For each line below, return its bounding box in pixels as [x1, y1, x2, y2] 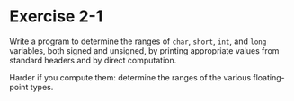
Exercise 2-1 [9, 6, 103, 27]
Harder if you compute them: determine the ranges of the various [9, 72, 252, 82]
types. [30, 81, 54, 92]
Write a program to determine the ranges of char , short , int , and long [9, 36, 267, 46]
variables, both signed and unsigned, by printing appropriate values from [9, 45, 280, 55]
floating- [253, 72, 285, 82]
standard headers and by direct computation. [9, 55, 177, 65]
